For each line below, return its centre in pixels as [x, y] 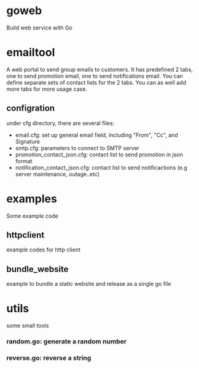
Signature [27, 141]
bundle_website [37, 269]
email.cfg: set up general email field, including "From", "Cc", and [96, 135]
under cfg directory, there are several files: [60, 123]
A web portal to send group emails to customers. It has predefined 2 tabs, [100, 69]
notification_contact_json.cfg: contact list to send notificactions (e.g [101, 167]
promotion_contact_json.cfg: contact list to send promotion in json [99, 155]
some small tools [28, 326]
